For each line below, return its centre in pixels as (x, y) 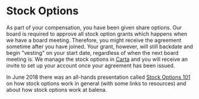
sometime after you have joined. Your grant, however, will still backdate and (100, 47)
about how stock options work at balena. (57, 89)
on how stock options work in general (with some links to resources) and (96, 83)
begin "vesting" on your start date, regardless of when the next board (93, 52)
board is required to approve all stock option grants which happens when (97, 33)
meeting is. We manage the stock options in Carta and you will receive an (97, 59)
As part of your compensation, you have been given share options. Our (94, 27)
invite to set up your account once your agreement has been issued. (91, 65)
